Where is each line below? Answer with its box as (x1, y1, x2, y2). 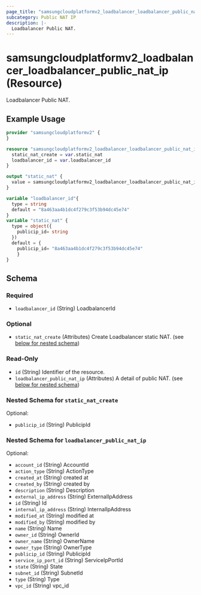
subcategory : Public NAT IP (6, 14, 77, 20)
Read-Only (6, 354, 39, 363)
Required (6, 291, 33, 299)
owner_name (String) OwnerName (14, 538, 95, 545)
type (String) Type (14, 576, 60, 583)
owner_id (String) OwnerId (14, 531, 80, 539)
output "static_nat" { (6, 174, 63, 180)
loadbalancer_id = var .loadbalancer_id (11, 157, 111, 163)
